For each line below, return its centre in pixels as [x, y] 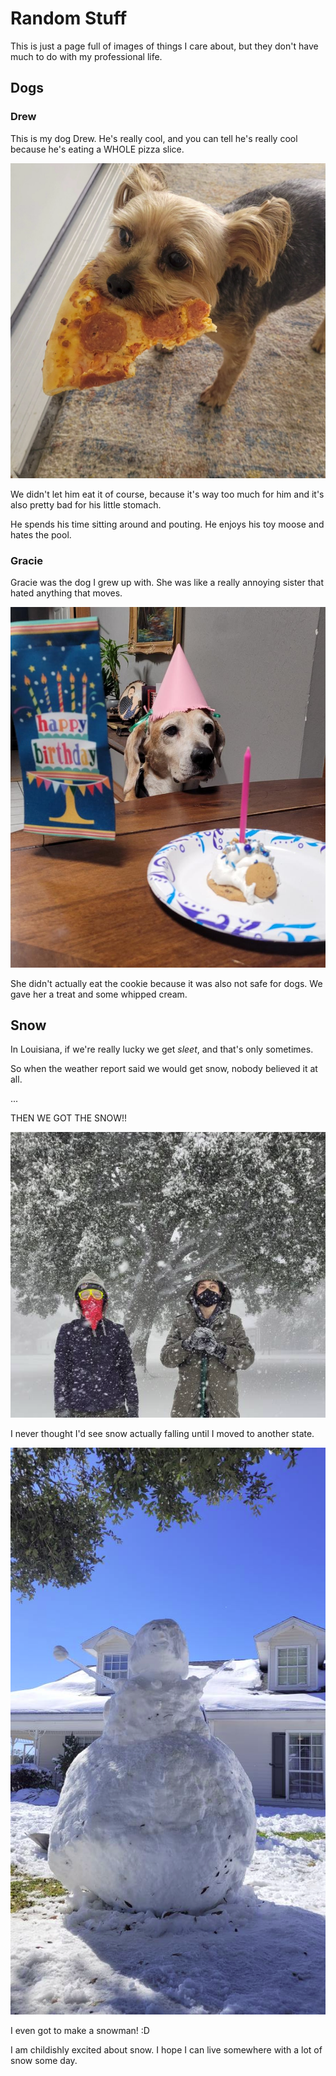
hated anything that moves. [66, 593]
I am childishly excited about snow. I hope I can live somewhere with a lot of [166, 2049]
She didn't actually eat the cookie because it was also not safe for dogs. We [166, 983]
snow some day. [44, 2060]
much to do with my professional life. [86, 56]
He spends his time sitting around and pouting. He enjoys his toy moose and [167, 524]
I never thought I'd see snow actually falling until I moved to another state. [162, 1433]
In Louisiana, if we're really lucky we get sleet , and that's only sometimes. [162, 1049]
